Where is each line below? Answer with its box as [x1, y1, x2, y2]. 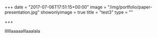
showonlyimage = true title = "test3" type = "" [40, 9, 133, 15]
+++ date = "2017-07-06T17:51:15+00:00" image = [4, 4, 107, 10]
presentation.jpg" [4, 9, 40, 15]
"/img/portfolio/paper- [108, 4, 153, 10]
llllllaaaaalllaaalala [4, 28, 40, 34]
